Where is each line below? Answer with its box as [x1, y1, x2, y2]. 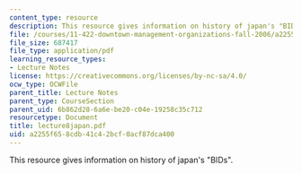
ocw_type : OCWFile [9, 80, 78, 89]
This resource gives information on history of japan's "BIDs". [9, 154, 234, 165]
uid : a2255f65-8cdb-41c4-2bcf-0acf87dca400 [9, 130, 175, 139]
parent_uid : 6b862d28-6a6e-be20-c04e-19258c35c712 [9, 105, 203, 114]
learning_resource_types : [9, 55, 106, 64]
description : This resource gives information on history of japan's [9, 22, 276, 30]
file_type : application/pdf [9, 47, 115, 56]
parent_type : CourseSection [9, 96, 115, 106]
